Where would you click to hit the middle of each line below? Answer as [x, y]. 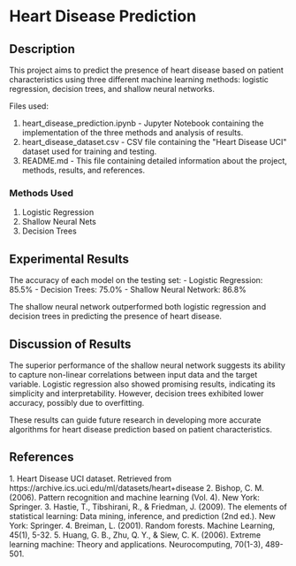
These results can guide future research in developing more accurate [135, 420]
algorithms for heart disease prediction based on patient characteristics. [140, 429]
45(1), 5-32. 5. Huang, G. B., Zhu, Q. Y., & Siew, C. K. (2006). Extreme [135, 535]
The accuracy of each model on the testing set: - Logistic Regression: [136, 280]
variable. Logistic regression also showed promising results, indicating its [142, 384]
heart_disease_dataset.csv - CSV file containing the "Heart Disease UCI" [154, 142]
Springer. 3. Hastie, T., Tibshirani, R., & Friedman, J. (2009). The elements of [148, 507]
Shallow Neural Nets [59, 222]
